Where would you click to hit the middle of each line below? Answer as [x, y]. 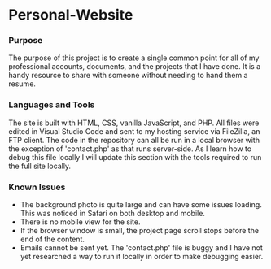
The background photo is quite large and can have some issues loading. [141, 205]
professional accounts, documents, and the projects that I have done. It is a [135, 67]
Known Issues [37, 187]
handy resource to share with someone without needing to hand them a [128, 76]
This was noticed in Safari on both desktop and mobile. [113, 214]
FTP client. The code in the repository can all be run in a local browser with [134, 140]
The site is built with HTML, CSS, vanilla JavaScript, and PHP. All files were [134, 123]
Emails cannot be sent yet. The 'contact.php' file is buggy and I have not [141, 248]
